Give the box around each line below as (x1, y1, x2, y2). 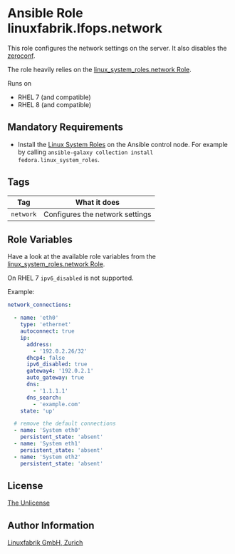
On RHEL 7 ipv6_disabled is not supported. (7, 273, 134, 283)
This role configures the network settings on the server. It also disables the (7, 44, 227, 52)
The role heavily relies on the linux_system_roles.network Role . (7, 65, 192, 74)
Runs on (7, 79, 32, 87)
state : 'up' (20, 407, 56, 415)
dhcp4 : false (26, 354, 66, 361)
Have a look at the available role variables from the (7, 252, 157, 261)
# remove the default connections (14, 420, 116, 428)
